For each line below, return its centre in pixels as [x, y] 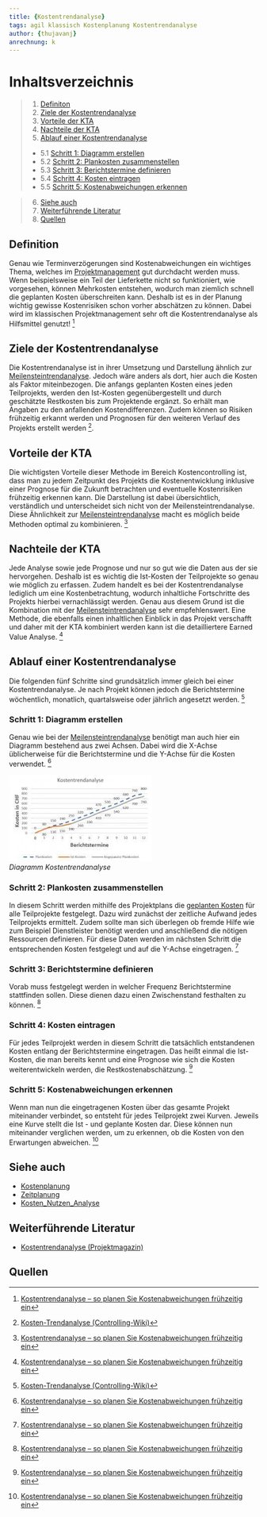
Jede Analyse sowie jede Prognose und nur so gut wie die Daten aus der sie [133, 568]
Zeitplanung [40, 1195]
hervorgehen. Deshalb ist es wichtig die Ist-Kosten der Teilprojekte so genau [134, 576]
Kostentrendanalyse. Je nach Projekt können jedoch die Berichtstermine [127, 689]
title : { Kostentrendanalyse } [57, 17]
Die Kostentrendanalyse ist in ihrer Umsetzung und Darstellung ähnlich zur [130, 368]
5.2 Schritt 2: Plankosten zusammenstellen [110, 162]
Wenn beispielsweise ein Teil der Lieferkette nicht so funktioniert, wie [122, 280]
